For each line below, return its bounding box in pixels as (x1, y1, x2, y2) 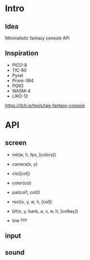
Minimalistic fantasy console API (5, 35, 70, 41)
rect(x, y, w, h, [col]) (12, 199, 52, 205)
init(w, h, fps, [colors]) (12, 152, 57, 157)
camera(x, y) (12, 161, 38, 167)
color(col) (12, 180, 32, 186)
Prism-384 (12, 77, 34, 83)
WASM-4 (12, 88, 30, 94)
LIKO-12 (12, 93, 28, 99)
